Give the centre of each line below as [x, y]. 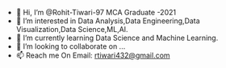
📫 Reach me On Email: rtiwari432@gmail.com [93, 55]
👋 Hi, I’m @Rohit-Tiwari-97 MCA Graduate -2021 [96, 12]
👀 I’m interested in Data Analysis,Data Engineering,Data [108, 21]
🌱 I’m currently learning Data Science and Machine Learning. [117, 38]
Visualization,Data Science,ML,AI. [72, 29]
